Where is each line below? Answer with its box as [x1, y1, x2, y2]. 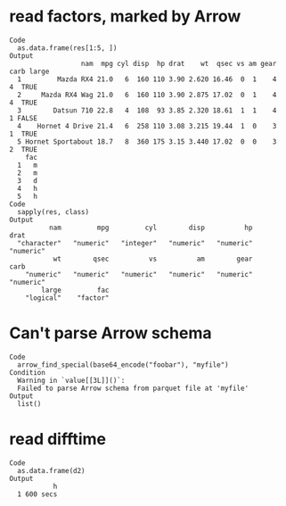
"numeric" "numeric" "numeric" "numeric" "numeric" [25, 270, 253, 278]
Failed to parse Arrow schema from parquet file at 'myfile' [17, 384, 249, 393]
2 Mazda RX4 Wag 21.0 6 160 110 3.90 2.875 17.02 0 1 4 [17, 90, 277, 99]
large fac [41, 286, 110, 294]
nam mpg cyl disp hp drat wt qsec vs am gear [80, 59, 277, 68]
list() [17, 399, 42, 408]
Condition [9, 368, 46, 377]
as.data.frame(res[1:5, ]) [17, 43, 118, 53]
